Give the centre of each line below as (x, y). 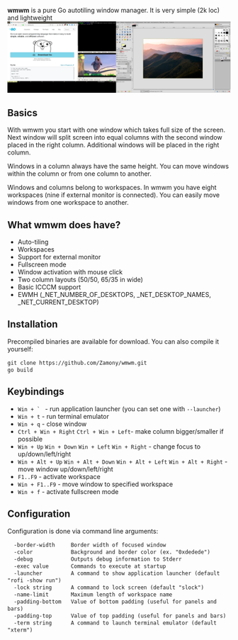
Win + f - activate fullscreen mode (68, 491)
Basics (22, 113)
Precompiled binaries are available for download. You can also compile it (113, 341)
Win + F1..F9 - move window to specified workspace (95, 484)
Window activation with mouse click (70, 272)
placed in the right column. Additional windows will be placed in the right (113, 145)
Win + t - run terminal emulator (63, 416)
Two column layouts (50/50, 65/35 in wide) (80, 280)
